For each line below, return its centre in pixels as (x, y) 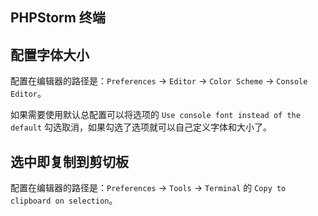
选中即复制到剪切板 (69, 161)
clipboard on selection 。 (64, 200)
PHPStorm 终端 (58, 18)
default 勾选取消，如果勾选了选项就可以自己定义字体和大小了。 (141, 127)
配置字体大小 (50, 54)
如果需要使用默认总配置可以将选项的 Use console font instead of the (155, 115)
